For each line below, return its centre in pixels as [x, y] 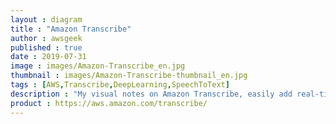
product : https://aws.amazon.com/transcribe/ [109, 103]
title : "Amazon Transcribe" [71, 29]
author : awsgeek [46, 38]
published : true [46, 47]
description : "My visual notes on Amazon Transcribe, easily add [151, 94]
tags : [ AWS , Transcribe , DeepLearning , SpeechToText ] [120, 85]
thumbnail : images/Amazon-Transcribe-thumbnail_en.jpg [129, 76]
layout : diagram [46, 19]
